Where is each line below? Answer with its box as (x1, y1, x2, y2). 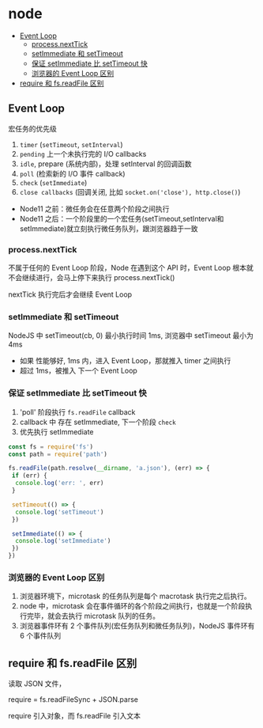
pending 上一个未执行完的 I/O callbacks (19, 149, 147, 158)
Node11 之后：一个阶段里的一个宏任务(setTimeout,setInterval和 (19, 214, 224, 223)
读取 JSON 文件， (8, 679, 66, 688)
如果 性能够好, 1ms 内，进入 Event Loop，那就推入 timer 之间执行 (19, 356, 231, 366)
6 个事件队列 (19, 631, 62, 641)
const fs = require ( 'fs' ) (8, 442, 93, 451)
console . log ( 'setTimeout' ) (15, 508, 104, 516)
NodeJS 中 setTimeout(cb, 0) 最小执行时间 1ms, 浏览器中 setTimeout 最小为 (8, 331, 254, 340)
